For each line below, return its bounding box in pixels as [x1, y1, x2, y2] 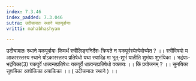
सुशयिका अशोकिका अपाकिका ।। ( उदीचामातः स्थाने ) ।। [6, 67, 118, 75]
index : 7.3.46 [6, 8, 42, 15]
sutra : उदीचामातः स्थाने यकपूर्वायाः [6, 20, 71, 26]
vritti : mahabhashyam [6, 25, 61, 32]
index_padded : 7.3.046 [6, 14, 63, 20]
